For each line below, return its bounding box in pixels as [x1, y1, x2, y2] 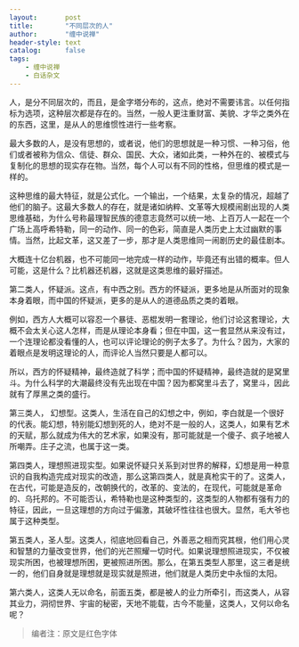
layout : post [9, 12, 82, 22]
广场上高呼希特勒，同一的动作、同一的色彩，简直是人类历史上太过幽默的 [9, 224, 274, 234]
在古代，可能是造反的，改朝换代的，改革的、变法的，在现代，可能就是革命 [9, 482, 282, 493]
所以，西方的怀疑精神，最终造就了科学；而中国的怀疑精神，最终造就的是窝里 [9, 366, 290, 377]
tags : [9, 54, 29, 63]
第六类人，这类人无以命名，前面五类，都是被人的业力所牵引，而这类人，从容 [9, 586, 290, 597]
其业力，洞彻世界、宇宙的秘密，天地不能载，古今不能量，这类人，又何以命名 [9, 598, 290, 609]
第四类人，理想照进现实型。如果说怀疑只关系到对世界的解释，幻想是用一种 [9, 460, 282, 471]
